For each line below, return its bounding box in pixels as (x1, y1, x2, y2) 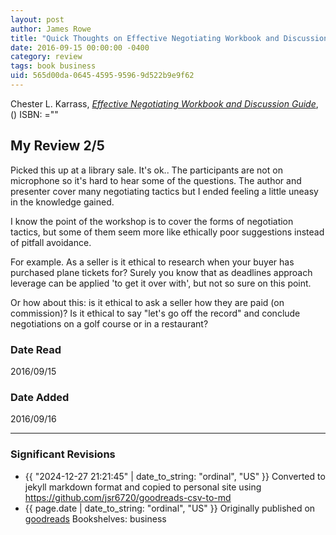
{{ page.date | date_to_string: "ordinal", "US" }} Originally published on (24, 502, 316, 514)
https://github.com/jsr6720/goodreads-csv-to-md (24, 491, 232, 503)
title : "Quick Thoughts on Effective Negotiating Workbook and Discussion (10, 33, 329, 43)
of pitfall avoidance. (10, 236, 92, 248)
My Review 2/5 (10, 137, 105, 155)
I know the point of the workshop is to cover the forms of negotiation (10, 215, 294, 227)
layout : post (10, 14, 65, 25)
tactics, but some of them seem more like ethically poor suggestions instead (10, 226, 325, 238)
